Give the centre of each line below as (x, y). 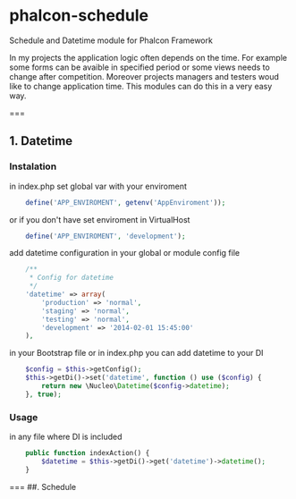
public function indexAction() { (88, 453)
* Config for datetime (72, 278)
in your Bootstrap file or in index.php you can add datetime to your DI (136, 353)
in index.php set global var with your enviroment (98, 186)
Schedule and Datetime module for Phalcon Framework (111, 40)
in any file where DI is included (66, 437)
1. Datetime (41, 141)
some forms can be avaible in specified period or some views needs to (140, 67)
